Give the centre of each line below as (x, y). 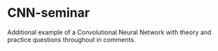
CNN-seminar (49, 13)
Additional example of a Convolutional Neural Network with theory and (109, 32)
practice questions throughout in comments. (71, 39)
